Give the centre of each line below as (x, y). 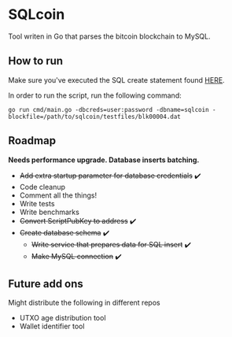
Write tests (37, 203)
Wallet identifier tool (52, 326)
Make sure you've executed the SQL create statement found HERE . (117, 80)
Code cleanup (42, 187)
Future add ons (46, 284)
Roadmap (32, 141)
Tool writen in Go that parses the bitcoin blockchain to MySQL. (109, 36)
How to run (36, 61)
